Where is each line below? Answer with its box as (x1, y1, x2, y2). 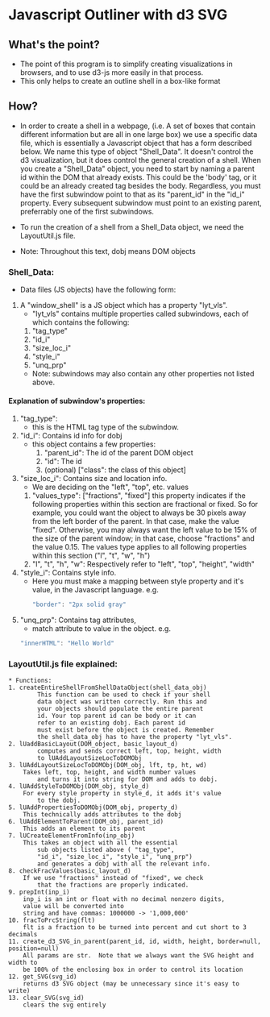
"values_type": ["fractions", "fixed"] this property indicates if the (31, 491, 246, 500)
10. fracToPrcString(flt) (8, 916, 95, 924)
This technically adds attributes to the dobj (23, 811, 182, 819)
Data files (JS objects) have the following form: (19, 284, 177, 295)
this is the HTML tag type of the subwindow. (31, 422, 179, 432)
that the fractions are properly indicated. (37, 881, 189, 890)
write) (8, 987, 31, 995)
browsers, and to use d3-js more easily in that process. (19, 68, 204, 77)
